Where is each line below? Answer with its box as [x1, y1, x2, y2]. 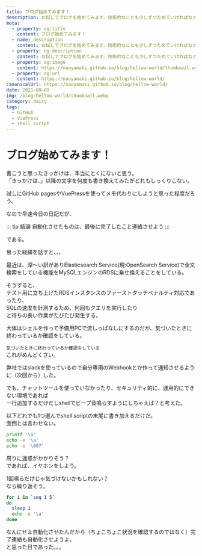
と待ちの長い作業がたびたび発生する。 [6, 312, 101, 319]
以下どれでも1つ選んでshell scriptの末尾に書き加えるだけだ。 [6, 412, 156, 419]
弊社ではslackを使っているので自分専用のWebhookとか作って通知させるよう [6, 364, 195, 371]
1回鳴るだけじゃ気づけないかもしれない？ [6, 475, 109, 482]
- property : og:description [11, 48, 82, 54]
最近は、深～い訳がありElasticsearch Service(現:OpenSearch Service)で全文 [6, 261, 195, 268]
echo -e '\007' [6, 443, 44, 449]
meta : [6, 20, 20, 26]
